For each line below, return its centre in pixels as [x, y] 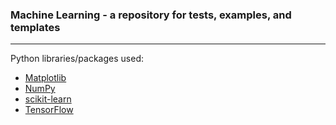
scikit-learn [48, 99]
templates [35, 27]
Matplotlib [45, 78]
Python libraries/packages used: [77, 59]
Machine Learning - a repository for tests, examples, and [151, 15]
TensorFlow [49, 110]
